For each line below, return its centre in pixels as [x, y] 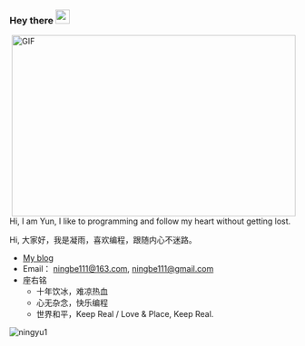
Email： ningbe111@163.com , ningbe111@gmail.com [118, 269]
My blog [38, 258]
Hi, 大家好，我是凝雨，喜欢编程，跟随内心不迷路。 [103, 240]
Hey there [32, 20]
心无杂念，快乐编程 [72, 303]
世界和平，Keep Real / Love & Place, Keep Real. [125, 314]
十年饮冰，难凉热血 [72, 292]
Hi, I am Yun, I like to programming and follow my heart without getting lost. [150, 221]
